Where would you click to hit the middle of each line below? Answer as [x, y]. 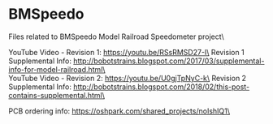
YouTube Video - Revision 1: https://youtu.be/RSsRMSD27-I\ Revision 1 [127, 52]
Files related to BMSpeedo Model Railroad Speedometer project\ [117, 36]
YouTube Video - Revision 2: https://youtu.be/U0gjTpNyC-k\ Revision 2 [127, 78]
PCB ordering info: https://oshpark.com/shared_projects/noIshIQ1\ [119, 111]
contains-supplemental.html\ [57, 95]
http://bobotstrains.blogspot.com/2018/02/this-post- [161, 87]
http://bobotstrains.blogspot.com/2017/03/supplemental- [169, 61]
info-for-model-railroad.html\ [57, 69]
